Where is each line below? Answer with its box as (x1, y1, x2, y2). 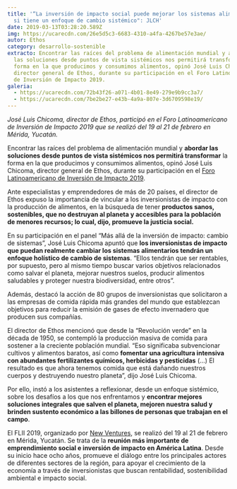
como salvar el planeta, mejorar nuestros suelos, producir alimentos (7, 269, 205, 277)
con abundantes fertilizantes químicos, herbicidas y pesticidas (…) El (7, 356, 215, 365)
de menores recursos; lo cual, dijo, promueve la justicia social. (7, 218, 194, 226)
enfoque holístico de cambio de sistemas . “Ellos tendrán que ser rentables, (7, 254, 229, 262)
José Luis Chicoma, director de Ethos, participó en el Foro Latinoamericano (7, 115, 228, 124)
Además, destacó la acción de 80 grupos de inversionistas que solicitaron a (7, 290, 228, 298)
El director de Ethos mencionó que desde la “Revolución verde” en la (7, 326, 207, 334)
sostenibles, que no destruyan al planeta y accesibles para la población (7, 210, 221, 218)
